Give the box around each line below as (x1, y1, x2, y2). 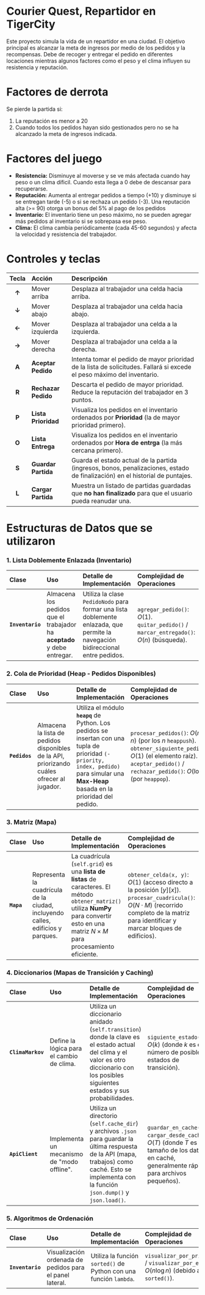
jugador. (37, 782, 62, 791)
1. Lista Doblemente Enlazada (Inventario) (6, 556, 132, 564)
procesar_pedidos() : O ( (130, 728, 197, 737)
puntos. (71, 395, 93, 404)
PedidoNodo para (82, 597, 129, 606)
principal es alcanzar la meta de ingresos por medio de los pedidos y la (6, 44, 185, 51)
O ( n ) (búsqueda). (137, 636, 187, 644)
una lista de (71, 867, 106, 875)
